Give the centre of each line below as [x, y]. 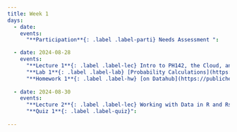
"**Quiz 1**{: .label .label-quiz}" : [81, 112]
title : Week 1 [28, 14]
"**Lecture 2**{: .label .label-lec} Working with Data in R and [124, 105]
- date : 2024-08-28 [42, 53]
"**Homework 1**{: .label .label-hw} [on [88, 79]
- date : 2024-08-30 [42, 92]
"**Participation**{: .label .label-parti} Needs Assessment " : [122, 40]
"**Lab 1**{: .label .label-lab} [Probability [96, 72]
